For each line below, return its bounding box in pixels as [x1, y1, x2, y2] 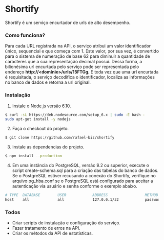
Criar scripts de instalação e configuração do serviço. [12, 220, 121, 226]
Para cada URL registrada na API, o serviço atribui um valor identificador [5, 43, 151, 49]
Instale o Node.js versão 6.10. [12, 103, 71, 109]
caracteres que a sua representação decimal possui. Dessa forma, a [5, 59, 143, 65]
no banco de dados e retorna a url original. [5, 79, 91, 85]
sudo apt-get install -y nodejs [5, 117, 71, 122]
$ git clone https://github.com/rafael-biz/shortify [5, 135, 115, 140]
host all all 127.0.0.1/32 [5, 197, 119, 202]
